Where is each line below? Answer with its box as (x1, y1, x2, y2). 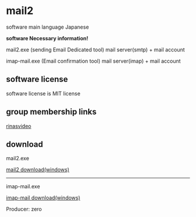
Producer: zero (6, 206, 42, 213)
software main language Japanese (6, 23, 89, 30)
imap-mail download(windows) (6, 194, 80, 201)
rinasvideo (6, 122, 32, 129)
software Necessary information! (6, 35, 89, 42)
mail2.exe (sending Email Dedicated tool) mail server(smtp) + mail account (6, 46, 185, 53)
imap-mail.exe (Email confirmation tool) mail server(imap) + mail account (6, 57, 181, 64)
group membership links (6, 107, 97, 117)
